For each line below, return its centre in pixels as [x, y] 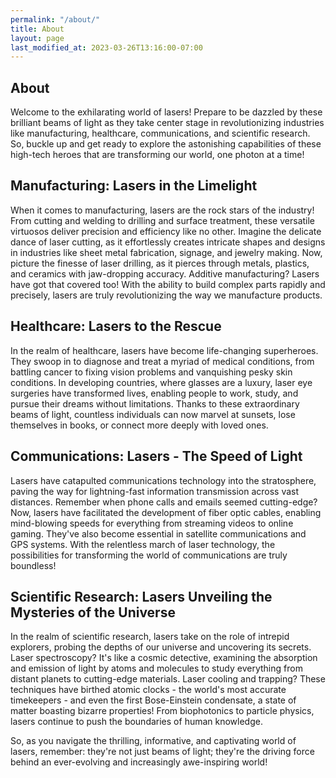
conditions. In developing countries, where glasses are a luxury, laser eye [161, 382]
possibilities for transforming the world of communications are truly [149, 555]
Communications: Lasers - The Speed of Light [156, 456]
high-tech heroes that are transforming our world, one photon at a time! [157, 155]
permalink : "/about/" [55, 19]
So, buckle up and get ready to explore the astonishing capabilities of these [166, 144]
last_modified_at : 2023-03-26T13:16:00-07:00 [106, 47]
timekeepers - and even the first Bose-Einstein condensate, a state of [153, 700]
